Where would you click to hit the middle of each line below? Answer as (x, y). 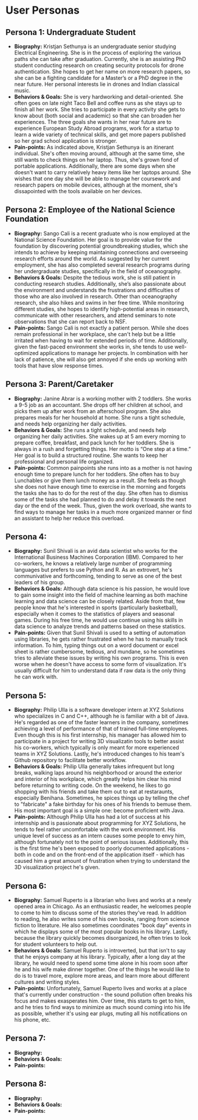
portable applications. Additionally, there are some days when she (95, 166)
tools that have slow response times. (59, 366)
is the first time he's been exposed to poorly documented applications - (102, 849)
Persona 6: (26, 886)
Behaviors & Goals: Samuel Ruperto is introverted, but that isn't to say (100, 951)
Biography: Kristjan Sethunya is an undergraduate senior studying (95, 46)
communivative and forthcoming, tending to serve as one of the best (98, 576)
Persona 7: (25, 1039)
